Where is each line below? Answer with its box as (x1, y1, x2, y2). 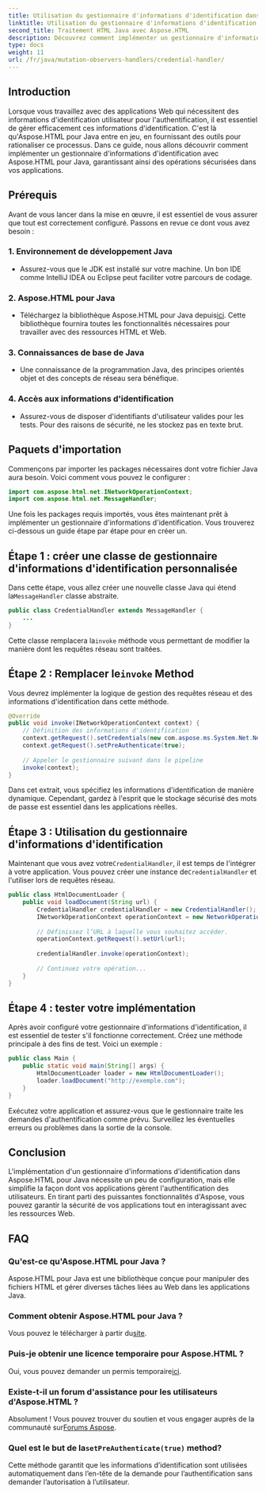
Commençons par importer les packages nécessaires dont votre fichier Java (8, 464, 258, 473)
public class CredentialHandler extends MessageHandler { (8, 606, 203, 615)
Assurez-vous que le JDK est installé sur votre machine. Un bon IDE (19, 264, 241, 274)
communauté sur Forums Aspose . (8, 1422, 117, 1433)
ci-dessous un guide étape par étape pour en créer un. (8, 526, 188, 536)
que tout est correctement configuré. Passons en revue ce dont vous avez (8, 217, 251, 227)
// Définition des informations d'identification (22, 727, 190, 735)
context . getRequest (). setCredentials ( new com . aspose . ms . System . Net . (22, 734, 253, 742)
